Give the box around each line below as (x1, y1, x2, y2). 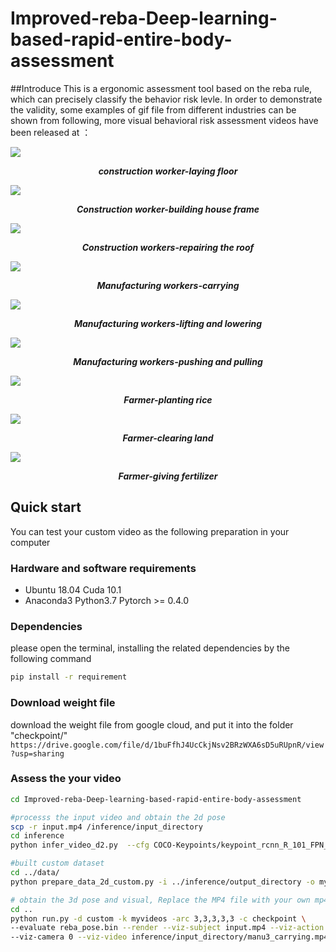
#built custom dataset (10, 858, 105, 869)
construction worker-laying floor (98, 165, 238, 177)
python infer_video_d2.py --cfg (10, 840, 150, 851)
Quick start (10, 499, 82, 516)
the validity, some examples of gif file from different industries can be (10, 103, 297, 116)
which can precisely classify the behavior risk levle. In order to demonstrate (10, 93, 323, 105)
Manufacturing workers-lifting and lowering (73, 317, 263, 329)
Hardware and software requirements (10, 561, 197, 575)
